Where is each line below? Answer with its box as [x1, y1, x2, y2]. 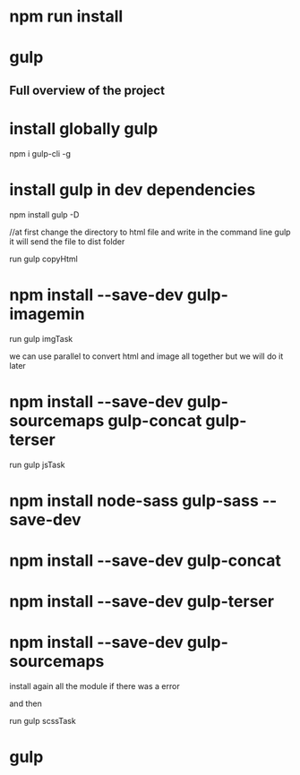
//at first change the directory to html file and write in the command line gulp [9, 226, 291, 237]
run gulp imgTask [9, 333, 73, 344]
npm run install [9, 6, 124, 27]
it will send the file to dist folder [9, 235, 125, 247]
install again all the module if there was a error [9, 681, 181, 692]
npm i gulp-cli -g [9, 148, 72, 158]
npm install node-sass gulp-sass [9, 490, 260, 511]
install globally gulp [9, 118, 159, 139]
